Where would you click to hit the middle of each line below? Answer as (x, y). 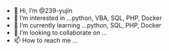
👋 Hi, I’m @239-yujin (43, 11)
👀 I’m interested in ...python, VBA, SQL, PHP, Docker (88, 18)
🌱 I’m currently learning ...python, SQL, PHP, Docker (88, 25)
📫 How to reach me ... (46, 40)
